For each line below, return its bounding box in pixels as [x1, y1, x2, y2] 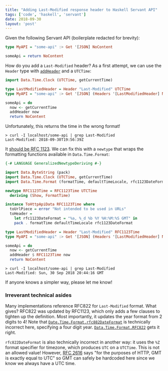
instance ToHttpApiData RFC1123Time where [5, 202, 95, 207]
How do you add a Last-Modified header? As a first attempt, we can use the [5, 63, 161, 68]
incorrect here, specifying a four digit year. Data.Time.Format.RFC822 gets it [5, 324, 160, 330]
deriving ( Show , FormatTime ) [9, 193, 70, 198]
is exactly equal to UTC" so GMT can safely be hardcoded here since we [5, 355, 155, 361]
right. [5, 330, 16, 336]
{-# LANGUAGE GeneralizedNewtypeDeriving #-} [5, 161, 101, 166]
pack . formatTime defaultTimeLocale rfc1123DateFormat [14, 220, 133, 225]
